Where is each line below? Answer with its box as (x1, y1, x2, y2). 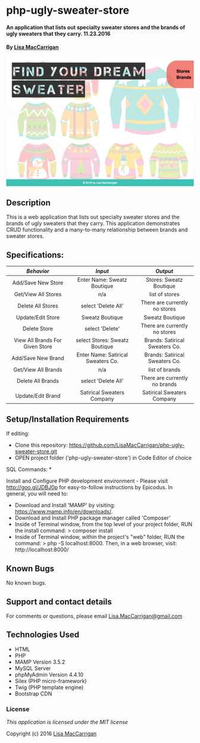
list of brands (148, 366, 180, 373)
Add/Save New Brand (11, 354, 64, 361)
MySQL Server (14, 664, 51, 672)
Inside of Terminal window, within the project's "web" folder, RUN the (14, 533, 185, 541)
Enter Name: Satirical (76, 351, 128, 358)
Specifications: (6, 250, 64, 260)
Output (155, 267, 174, 275)
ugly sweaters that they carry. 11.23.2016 (6, 30, 111, 37)
